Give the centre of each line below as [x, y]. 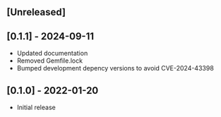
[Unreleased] [36, 12]
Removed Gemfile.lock [49, 61]
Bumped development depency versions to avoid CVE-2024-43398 [115, 68]
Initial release [36, 107]
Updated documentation [52, 54]
